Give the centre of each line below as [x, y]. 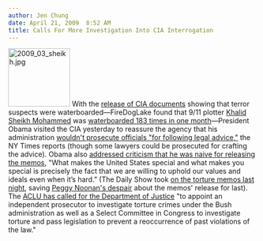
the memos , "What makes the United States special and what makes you [126, 163]
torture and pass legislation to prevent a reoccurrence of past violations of [129, 221]
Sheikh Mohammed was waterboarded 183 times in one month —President [129, 121]
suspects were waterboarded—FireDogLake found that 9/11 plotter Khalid [128, 112]
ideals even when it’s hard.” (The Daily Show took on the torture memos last [131, 179]
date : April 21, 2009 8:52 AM [60, 23]
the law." [23, 230]
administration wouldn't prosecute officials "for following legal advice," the [130, 137]
